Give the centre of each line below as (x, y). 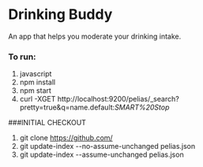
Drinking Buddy (60, 15)
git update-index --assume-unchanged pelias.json (101, 154)
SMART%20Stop (142, 107)
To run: (23, 57)
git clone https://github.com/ (66, 138)
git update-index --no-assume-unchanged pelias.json (107, 147)
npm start (35, 91)
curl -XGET (38, 99)
